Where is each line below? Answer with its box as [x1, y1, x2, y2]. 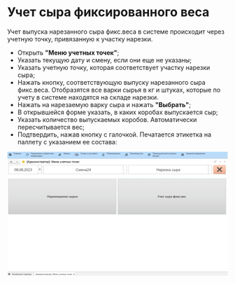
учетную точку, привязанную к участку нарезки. [7, 34, 153, 43]
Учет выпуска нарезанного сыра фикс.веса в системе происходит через [7, 27, 225, 36]
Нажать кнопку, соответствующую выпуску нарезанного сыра [17, 78, 206, 86]
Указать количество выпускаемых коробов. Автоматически [17, 115, 197, 123]
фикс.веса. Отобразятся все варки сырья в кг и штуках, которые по [17, 85, 221, 94]
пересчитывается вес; [17, 123, 85, 131]
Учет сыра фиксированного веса [7, 4, 210, 20]
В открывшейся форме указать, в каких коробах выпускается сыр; [17, 108, 218, 116]
